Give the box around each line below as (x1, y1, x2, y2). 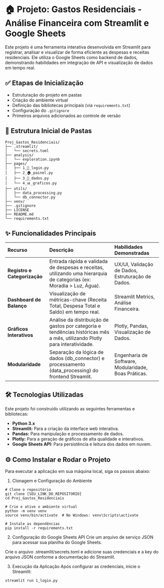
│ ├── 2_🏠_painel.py (5, 170, 53, 175)
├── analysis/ (5, 152, 34, 158)
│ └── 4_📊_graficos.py (5, 181, 57, 185)
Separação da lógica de (49, 349, 104, 356)
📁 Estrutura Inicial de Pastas (5, 127, 92, 135)
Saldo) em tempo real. (49, 308, 100, 315)
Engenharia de (114, 352, 148, 359)
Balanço (7, 303, 27, 309)
